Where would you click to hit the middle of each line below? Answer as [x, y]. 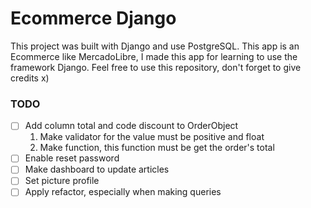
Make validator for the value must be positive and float [152, 137]
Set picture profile [62, 181]
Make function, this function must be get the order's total [157, 148]
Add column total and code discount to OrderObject [131, 126]
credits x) [30, 78]
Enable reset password [72, 158]
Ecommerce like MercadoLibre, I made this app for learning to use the [154, 56]
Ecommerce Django [93, 18]
